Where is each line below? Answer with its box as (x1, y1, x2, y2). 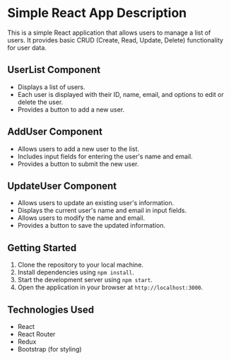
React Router (17, 330, 56, 338)
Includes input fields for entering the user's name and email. (17, 152, 193, 161)
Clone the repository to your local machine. (17, 260, 143, 269)
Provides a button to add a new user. (17, 105, 125, 114)
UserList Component (7, 64, 101, 76)
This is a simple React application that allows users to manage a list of (7, 28, 211, 37)
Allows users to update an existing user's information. (17, 199, 174, 207)
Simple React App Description (7, 5, 187, 21)
